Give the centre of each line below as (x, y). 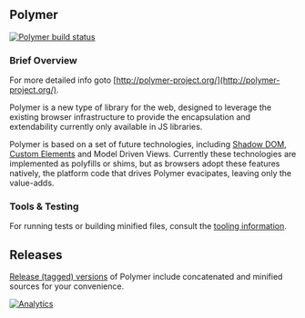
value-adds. (32, 183)
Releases (36, 255)
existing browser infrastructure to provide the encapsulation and (130, 117)
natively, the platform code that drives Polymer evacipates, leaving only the (151, 174)
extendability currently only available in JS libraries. (106, 127)
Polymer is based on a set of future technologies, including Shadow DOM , (148, 144)
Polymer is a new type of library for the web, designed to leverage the (140, 107)
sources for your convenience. (67, 286)
